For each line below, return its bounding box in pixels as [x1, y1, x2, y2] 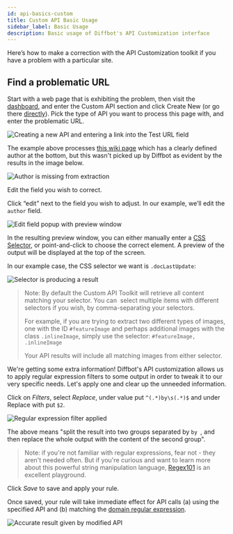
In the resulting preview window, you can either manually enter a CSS [7, 234, 207, 242]
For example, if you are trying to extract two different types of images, [24, 317, 226, 326]
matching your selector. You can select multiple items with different [24, 297, 219, 305]
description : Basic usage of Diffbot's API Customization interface [7, 29, 210, 37]
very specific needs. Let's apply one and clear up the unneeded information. [7, 380, 227, 388]
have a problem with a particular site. [7, 56, 113, 65]
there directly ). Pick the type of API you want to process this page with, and [7, 109, 224, 118]
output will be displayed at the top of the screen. [7, 249, 146, 257]
